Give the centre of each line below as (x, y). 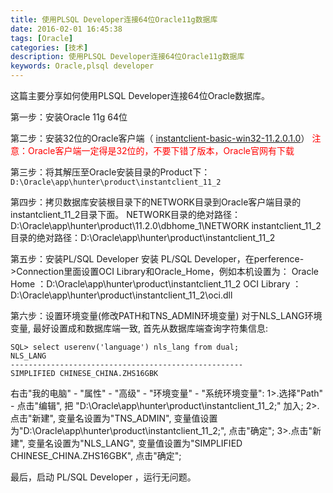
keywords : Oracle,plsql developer (82, 66)
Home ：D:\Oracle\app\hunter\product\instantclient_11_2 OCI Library (150, 284)
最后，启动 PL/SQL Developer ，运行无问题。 (103, 477)
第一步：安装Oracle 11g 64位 (69, 117)
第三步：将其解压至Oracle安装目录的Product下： (110, 172)
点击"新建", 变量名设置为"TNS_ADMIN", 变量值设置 (114, 418)
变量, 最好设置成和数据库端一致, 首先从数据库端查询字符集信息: (139, 328)
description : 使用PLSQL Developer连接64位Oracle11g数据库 (127, 57)
